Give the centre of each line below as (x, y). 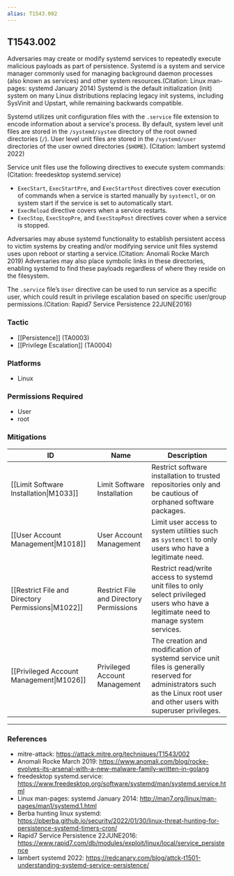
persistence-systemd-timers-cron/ (67, 828)
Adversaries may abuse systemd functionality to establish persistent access (116, 239)
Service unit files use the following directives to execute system (99, 168)
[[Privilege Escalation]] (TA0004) (65, 345)
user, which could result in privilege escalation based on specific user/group (117, 297)
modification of (176, 649)
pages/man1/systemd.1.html (57, 806)
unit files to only (178, 586)
